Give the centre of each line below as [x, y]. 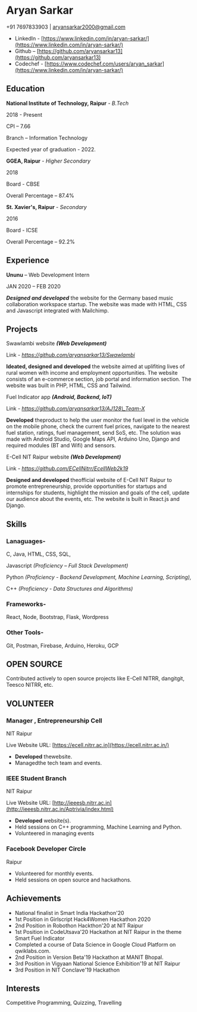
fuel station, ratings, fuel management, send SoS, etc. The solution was [94, 433]
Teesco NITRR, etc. [30, 685]
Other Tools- [25, 633]
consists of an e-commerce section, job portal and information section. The [99, 379]
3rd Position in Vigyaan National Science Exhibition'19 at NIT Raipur [97, 963]
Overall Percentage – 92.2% [41, 241]
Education [26, 89]
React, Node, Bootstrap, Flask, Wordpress [57, 617]
